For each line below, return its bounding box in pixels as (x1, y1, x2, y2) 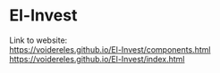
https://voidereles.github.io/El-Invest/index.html (9, 53, 185, 64)
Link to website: (9, 35, 68, 45)
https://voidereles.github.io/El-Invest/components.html (9, 44, 211, 54)
